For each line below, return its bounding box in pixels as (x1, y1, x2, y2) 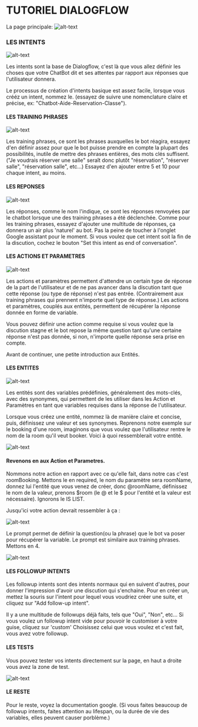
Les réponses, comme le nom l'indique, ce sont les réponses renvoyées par (6, 208, 190, 215)
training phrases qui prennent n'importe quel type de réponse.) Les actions (6, 296, 189, 303)
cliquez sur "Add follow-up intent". (6, 600, 90, 607)
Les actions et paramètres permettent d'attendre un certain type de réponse (6, 277, 192, 285)
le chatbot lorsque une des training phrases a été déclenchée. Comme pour (6, 214, 190, 221)
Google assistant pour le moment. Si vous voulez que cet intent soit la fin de (6, 232, 191, 240)
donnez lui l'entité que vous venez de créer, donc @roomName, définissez (6, 483, 188, 490)
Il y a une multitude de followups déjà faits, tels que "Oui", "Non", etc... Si (6, 611, 184, 618)
